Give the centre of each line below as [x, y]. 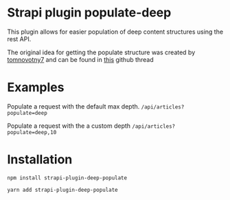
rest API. [19, 38]
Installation [40, 160]
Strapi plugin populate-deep [89, 13]
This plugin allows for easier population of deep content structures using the [115, 32]
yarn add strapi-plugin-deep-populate [62, 190]
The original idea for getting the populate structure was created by [101, 52]
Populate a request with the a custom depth [69, 126]
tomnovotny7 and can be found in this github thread [81, 59]
